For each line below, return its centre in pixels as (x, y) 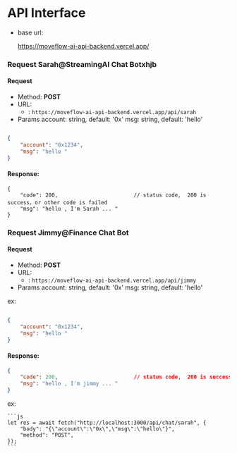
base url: (30, 32)
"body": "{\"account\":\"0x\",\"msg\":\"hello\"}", (97, 429)
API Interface (47, 13)
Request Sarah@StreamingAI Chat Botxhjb (82, 64)
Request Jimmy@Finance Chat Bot (68, 232)
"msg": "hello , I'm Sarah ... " (69, 209)
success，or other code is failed (57, 202)
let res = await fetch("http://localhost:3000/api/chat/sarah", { (107, 423)
